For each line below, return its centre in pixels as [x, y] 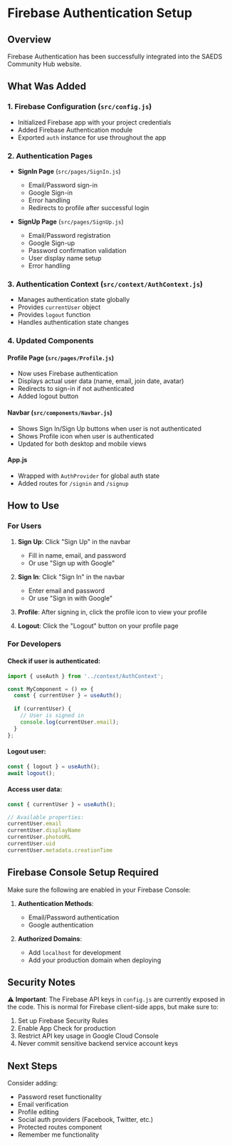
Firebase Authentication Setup [100, 13]
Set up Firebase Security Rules [63, 1021]
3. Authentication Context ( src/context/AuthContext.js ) [105, 284]
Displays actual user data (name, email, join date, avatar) [101, 381]
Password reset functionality [59, 1097]
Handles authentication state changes [73, 323]
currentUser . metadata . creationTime [60, 850]
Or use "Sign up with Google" [72, 563]
